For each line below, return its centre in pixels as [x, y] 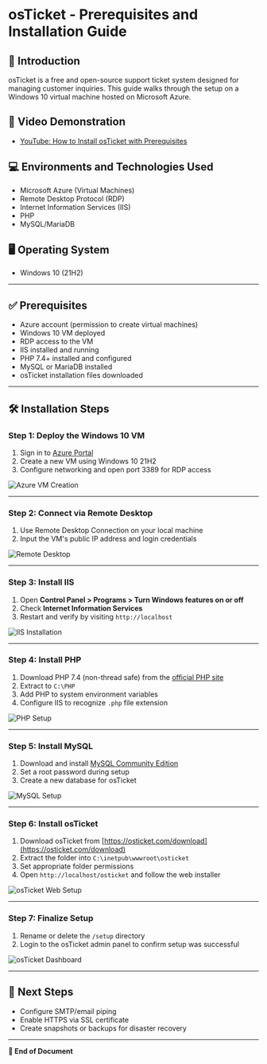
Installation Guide [68, 31]
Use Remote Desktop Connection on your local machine [111, 530]
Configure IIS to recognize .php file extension [94, 702]
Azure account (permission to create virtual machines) [109, 324]
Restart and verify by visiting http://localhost [96, 616]
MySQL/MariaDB [47, 223]
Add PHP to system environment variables [89, 694]
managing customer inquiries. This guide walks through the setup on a [124, 88]
